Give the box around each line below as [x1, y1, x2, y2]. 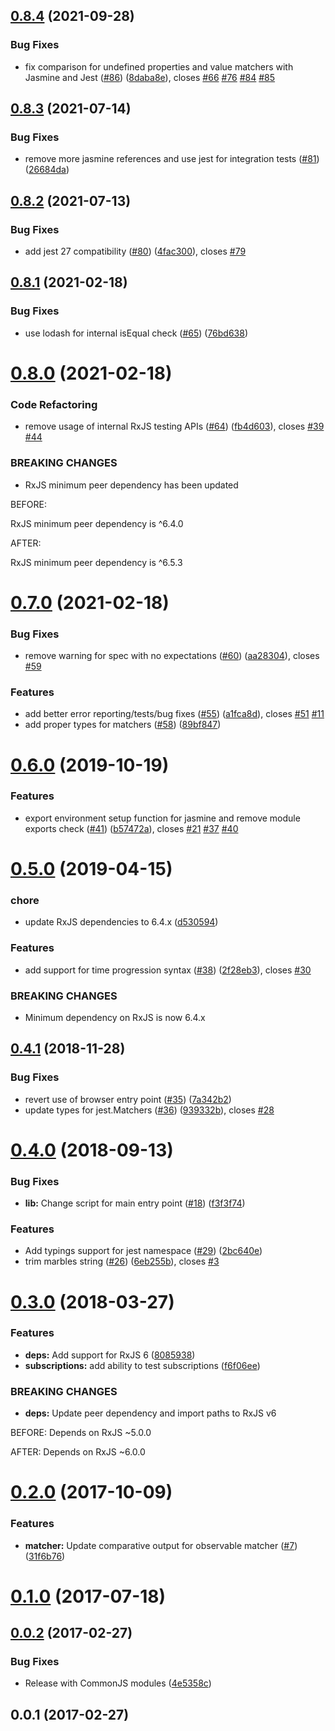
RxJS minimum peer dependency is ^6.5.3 [10, 556, 183, 568]
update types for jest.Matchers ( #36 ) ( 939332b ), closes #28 [24, 1104, 275, 1116]
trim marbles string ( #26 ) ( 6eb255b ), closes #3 [24, 1255, 220, 1268]
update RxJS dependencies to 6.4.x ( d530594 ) [24, 916, 219, 928]
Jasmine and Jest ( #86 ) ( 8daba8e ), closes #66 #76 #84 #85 [24, 71, 276, 83]
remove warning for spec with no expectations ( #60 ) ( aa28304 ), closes [24, 650, 320, 662]
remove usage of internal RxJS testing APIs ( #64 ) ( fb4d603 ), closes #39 [24, 420, 325, 433]
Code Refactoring [10, 397, 98, 411]
